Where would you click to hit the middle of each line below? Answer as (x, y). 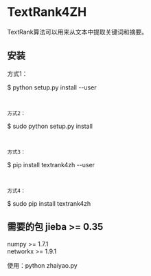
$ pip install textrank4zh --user (51, 164)
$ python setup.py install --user (52, 87)
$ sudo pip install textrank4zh (49, 203)
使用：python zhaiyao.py (42, 265)
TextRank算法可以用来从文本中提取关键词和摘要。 (78, 32)
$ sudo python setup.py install (50, 126)
